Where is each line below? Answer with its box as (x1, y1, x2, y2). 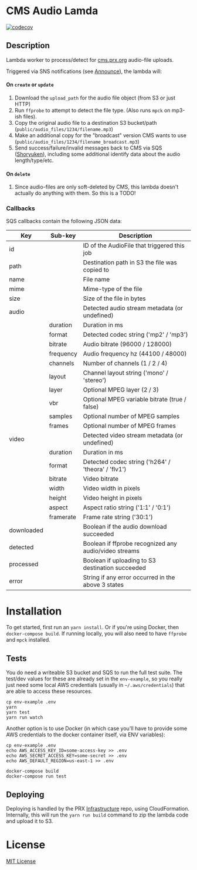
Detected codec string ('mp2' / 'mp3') (83, 331, 188, 339)
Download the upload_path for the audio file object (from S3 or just (14, 94, 176, 101)
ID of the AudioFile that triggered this (83, 241, 185, 250)
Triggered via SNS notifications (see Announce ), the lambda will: (6, 68, 162, 75)
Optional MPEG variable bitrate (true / (83, 396, 186, 404)
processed (9, 560, 39, 569)
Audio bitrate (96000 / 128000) (83, 340, 172, 348)
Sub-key (50, 231, 76, 240)
